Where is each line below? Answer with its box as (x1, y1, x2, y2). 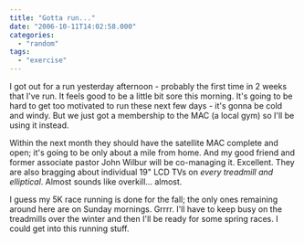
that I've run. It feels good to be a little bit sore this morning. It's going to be (9, 90, 293, 101)
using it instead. (9, 120, 70, 131)
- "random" (17, 38, 59, 48)
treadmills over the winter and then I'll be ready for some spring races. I (9, 214, 278, 224)
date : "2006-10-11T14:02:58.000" (9, 22, 137, 31)
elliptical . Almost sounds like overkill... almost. (9, 176, 183, 187)
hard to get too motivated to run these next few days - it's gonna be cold (9, 100, 283, 111)
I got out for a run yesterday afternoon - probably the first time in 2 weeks (9, 81, 288, 91)
